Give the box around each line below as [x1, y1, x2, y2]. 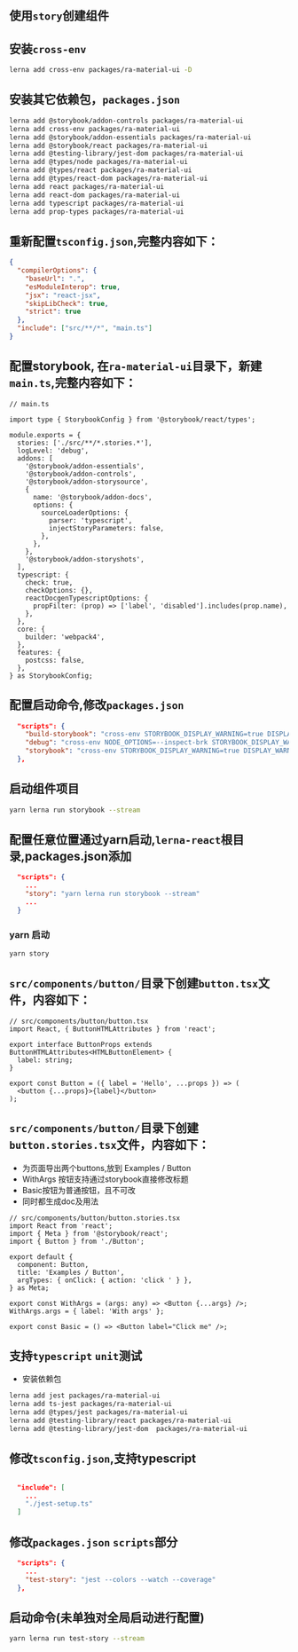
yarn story [9, 949, 50, 958]
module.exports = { [9, 430, 82, 439]
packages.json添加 [25, 849, 132, 864]
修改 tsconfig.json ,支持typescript [9, 1451, 197, 1467]
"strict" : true [25, 307, 82, 317]
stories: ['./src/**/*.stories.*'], [17, 438, 153, 447]
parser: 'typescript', [48, 515, 133, 525]
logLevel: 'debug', [17, 446, 90, 455]
